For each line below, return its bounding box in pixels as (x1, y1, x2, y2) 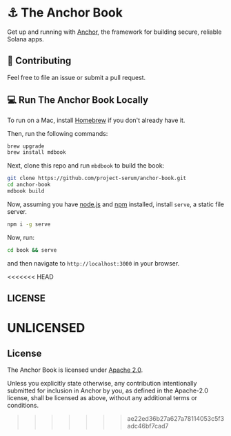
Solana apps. (7, 34, 45, 43)
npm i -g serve (7, 221, 51, 228)
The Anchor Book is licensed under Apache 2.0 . (7, 366, 143, 374)
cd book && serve (7, 246, 57, 253)
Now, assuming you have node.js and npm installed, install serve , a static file (7, 200, 224, 208)
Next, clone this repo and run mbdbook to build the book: (7, 161, 165, 170)
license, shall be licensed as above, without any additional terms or (7, 394, 198, 402)
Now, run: (7, 233, 34, 241)
